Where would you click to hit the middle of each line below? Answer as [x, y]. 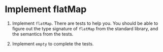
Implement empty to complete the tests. [53, 43]
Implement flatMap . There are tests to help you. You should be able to [85, 23]
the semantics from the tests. [43, 34]
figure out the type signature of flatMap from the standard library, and [85, 28]
